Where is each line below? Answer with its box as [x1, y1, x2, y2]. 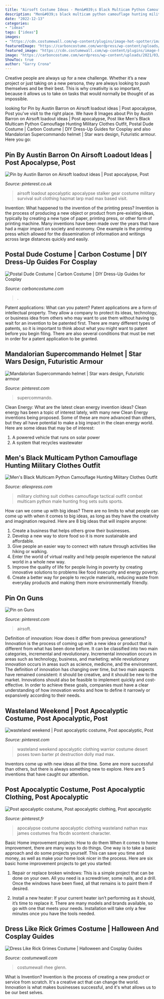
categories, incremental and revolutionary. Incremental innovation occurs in [5, 651, 157, 657]
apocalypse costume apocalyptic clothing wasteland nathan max [17, 825, 148, 831]
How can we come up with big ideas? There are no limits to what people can [5, 508, 159, 514]
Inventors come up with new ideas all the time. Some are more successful [5, 761, 154, 767]
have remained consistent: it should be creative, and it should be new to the [5, 672, 158, 678]
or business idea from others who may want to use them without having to [5, 315, 155, 321]
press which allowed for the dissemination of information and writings [5, 231, 145, 237]
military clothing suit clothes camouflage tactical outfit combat [17, 493, 143, 499]
